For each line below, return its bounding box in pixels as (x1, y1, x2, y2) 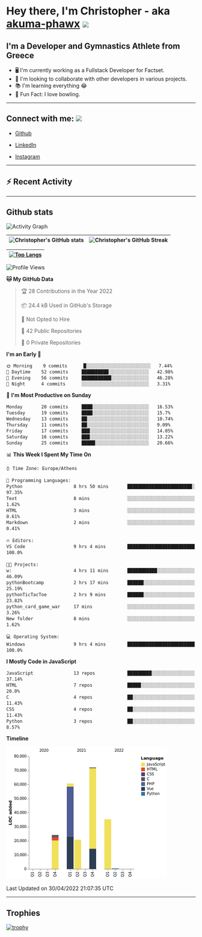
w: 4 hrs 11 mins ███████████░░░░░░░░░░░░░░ (6, 568, 195, 574)
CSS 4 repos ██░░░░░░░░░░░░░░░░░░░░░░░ (6, 706, 195, 713)
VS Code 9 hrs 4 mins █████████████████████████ (6, 544, 195, 550)
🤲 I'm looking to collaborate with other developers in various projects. (14, 75, 188, 82)
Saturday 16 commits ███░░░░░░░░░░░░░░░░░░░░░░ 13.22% (6, 434, 173, 440)
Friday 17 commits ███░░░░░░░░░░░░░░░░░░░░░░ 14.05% (6, 428, 173, 434)
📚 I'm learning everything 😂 (14, 82, 87, 89)
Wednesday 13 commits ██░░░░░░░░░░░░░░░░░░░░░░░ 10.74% (6, 416, 173, 422)
